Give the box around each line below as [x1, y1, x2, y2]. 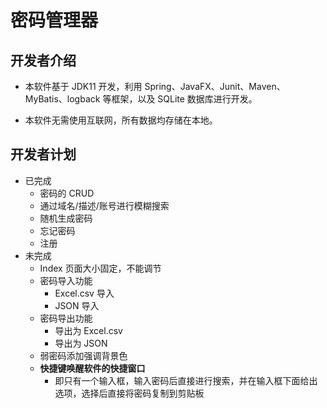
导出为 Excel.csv [54, 324, 123, 336]
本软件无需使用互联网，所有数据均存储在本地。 [24, 114, 218, 126]
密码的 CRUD [39, 187, 95, 199]
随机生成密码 [39, 212, 93, 224]
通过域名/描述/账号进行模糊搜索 [39, 199, 170, 211]
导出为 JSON [54, 337, 108, 349]
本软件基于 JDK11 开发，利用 [24, 81, 143, 92]
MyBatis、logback [24, 93, 101, 105]
